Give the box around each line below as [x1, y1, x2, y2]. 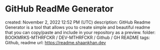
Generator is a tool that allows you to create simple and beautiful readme [5, 24, 150, 30]
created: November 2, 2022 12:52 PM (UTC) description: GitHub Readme [5, 19, 151, 25]
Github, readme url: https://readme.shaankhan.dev [5, 39, 106, 45]
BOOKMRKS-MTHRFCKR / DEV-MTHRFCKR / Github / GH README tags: [5, 35, 150, 40]
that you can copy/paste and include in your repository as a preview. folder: [5, 29, 156, 35]
